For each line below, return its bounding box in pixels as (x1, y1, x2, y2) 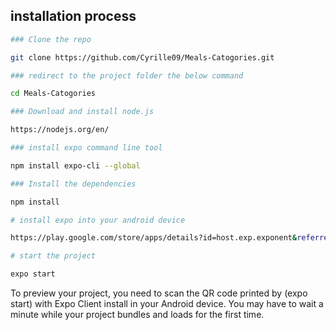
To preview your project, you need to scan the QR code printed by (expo (10, 287, 308, 299)
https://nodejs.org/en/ (10, 125, 110, 135)
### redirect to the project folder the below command (10, 70, 244, 81)
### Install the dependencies (10, 179, 137, 189)
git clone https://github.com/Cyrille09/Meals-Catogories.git (10, 52, 275, 63)
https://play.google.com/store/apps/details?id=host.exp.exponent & (10, 233, 298, 243)
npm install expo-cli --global (10, 160, 141, 171)
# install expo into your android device (10, 215, 186, 225)
